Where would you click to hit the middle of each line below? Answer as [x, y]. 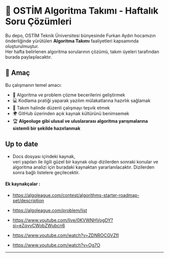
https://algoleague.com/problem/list [50, 210]
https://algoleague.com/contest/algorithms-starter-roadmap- [76, 195]
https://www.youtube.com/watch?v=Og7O [56, 245]
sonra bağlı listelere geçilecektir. [46, 172]
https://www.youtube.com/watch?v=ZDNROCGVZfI [66, 235]
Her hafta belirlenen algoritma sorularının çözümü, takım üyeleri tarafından [82, 51]
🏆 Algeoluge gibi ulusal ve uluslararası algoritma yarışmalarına [80, 121]
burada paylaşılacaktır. [29, 57]
